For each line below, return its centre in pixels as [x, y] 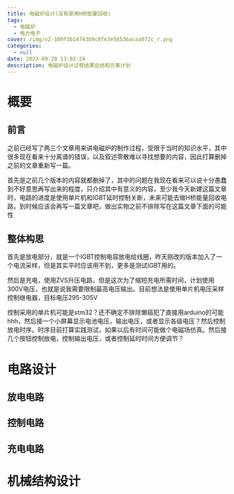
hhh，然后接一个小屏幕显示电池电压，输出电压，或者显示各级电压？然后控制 [116, 321]
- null [23, 53]
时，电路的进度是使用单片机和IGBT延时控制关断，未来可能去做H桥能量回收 [114, 197]
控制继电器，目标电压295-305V [53, 298]
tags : [15, 20]
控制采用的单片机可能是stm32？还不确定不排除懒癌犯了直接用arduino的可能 [116, 312]
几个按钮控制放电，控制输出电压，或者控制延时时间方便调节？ [96, 339]
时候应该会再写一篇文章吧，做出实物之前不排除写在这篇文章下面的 [120, 206]
